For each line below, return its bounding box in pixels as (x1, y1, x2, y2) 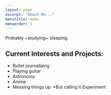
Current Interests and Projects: (5, 49, 104, 58)
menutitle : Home (5, 16, 39, 21)
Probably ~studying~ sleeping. (5, 35, 69, 41)
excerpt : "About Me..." (5, 12, 55, 17)
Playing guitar (12, 68, 41, 74)
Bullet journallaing (12, 63, 50, 69)
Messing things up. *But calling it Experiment (12, 84, 106, 90)
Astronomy (12, 73, 35, 79)
